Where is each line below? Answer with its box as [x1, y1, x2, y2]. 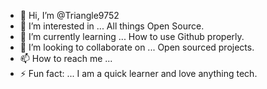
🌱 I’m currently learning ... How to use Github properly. [19, 31, 245, 42]
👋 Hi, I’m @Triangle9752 [19, 10, 120, 21]
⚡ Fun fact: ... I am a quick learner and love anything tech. [19, 68, 258, 79]
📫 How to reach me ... [19, 53, 113, 64]
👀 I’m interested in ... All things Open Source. [19, 20, 205, 32]
